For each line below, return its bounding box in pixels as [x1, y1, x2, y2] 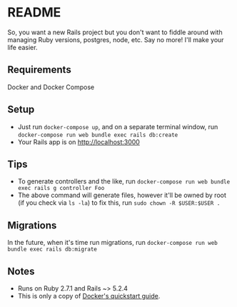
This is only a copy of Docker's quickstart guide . [17, 292, 161, 300]
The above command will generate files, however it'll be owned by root [17, 191, 227, 200]
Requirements [7, 64, 71, 76]
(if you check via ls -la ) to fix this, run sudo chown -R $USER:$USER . [17, 198, 221, 207]
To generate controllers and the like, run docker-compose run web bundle [17, 177, 231, 186]
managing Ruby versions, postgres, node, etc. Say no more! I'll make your [7, 35, 224, 44]
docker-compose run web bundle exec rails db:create [17, 131, 178, 139]
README [7, 4, 61, 21]
